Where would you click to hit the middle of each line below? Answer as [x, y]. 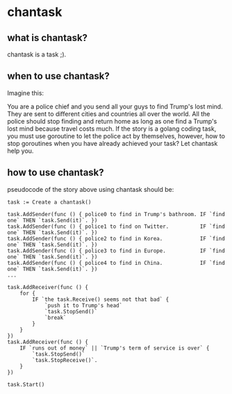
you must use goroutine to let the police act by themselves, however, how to [116, 136]
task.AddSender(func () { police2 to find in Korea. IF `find [116, 238]
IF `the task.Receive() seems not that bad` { [101, 299]
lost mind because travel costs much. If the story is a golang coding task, [112, 129]
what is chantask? [48, 38]
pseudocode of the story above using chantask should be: [91, 189]
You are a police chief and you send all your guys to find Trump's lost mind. [115, 106]
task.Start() [26, 384]
